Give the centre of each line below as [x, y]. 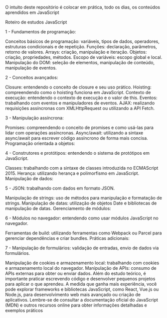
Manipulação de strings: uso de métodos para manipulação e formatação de [83, 198]
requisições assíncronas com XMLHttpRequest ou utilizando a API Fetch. [80, 108]
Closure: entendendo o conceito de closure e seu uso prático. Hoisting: [78, 87]
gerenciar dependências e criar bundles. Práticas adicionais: [67, 238]
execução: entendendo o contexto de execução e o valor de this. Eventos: [81, 98]
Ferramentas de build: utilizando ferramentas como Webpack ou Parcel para [83, 233]
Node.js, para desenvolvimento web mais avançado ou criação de [73, 295]
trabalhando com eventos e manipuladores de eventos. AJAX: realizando [80, 103]
